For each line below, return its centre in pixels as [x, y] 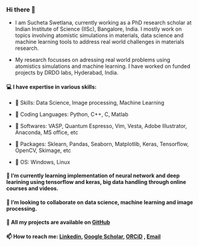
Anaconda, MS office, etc [46, 132]
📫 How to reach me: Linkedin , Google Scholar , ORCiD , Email [84, 236]
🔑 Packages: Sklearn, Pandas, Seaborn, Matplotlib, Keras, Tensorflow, [102, 144]
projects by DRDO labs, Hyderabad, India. [67, 73]
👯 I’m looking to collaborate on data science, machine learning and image [100, 202]
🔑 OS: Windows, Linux [43, 162]
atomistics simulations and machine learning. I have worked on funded [103, 66]
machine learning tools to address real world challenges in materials [99, 42]
